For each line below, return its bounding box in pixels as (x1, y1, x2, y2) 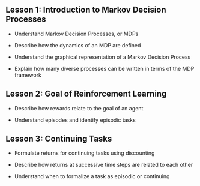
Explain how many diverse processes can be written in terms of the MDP (14, 65, 195, 72)
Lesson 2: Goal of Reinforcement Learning (5, 89, 167, 99)
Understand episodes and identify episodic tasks (14, 116, 136, 124)
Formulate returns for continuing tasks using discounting (14, 149, 155, 157)
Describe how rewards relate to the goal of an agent (14, 104, 144, 112)
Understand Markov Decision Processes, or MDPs (14, 30, 139, 37)
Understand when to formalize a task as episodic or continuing (14, 173, 170, 180)
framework (14, 71, 42, 79)
